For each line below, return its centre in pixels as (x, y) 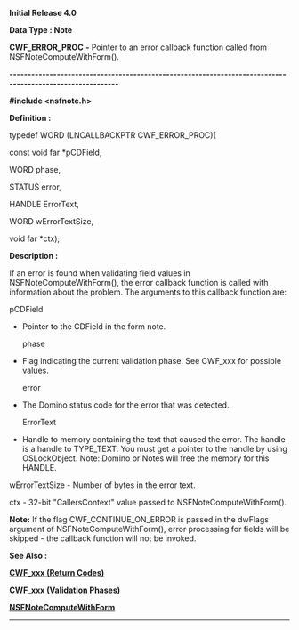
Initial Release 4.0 (43, 13)
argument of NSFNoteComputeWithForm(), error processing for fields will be (149, 529)
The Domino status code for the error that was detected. (125, 405)
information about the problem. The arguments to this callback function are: (148, 292)
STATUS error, (36, 187)
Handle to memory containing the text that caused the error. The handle (154, 439)
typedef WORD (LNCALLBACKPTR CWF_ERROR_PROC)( (113, 135)
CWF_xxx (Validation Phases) (65, 590)
